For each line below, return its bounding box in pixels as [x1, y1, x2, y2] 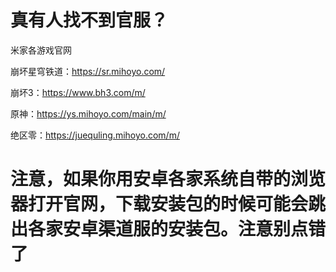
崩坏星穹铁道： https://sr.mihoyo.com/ [10, 65, 166, 77]
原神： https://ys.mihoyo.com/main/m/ [10, 107, 167, 120]
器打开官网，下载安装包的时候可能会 [10, 193, 309, 216]
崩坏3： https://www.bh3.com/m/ [10, 86, 146, 98]
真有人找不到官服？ [10, 9, 169, 32]
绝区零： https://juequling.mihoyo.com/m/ [10, 129, 180, 141]
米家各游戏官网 [10, 44, 72, 56]
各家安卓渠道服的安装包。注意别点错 [28, 218, 327, 241]
